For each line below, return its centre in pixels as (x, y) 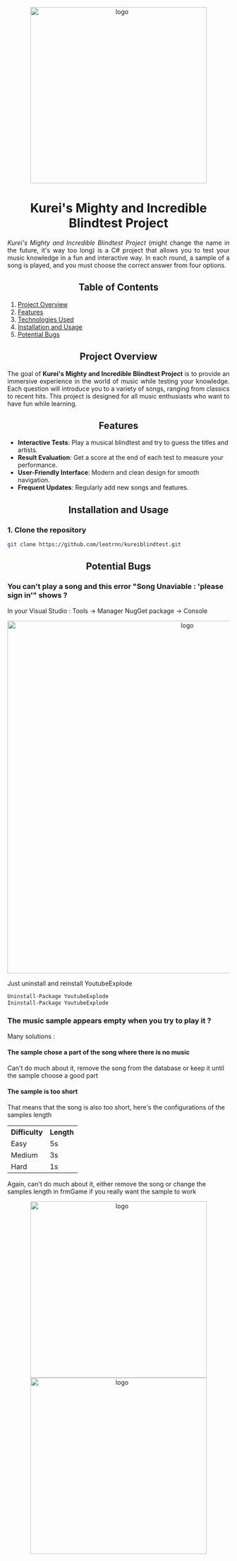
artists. (28, 450)
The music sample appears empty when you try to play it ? (109, 1021)
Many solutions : (31, 1036)
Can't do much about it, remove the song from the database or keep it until (116, 1068)
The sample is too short (43, 1092)
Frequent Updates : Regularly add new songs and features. (103, 487)
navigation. (34, 480)
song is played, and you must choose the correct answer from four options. (117, 265)
